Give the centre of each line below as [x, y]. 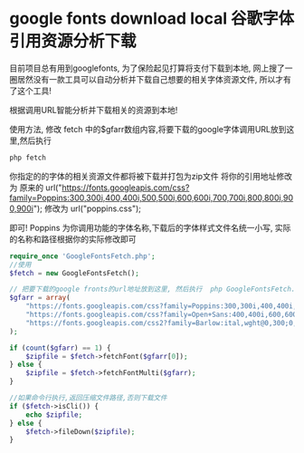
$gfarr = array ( [40, 298]
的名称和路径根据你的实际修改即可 [73, 239]
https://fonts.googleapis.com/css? [126, 188]
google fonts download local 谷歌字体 [152, 19]
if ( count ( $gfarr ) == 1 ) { [60, 348]
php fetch [28, 158]
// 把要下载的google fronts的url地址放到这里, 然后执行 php [116, 289]
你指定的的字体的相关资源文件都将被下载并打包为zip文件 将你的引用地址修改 [151, 176]
